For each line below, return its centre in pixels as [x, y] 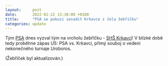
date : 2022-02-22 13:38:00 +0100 [47, 14]
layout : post [23, 10]
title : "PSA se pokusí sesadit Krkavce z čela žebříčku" [72, 19]
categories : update [26, 24]
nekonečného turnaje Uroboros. [38, 48]
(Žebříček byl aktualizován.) [34, 58]
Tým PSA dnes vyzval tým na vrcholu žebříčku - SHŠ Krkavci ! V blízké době [84, 38]
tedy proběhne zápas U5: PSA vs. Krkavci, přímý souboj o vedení [73, 43]
